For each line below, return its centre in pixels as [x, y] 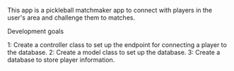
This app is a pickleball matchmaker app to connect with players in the [110, 10]
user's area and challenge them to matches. [71, 18]
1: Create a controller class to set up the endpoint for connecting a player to [117, 45]
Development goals [36, 31]
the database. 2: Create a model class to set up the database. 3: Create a [114, 52]
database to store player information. [61, 60]
